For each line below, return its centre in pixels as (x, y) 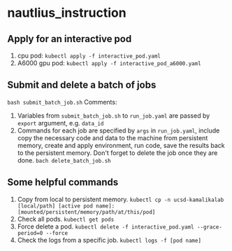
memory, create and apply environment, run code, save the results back (121, 145)
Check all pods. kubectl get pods (66, 219)
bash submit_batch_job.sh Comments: (62, 102)
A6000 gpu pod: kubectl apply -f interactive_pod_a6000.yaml (109, 63)
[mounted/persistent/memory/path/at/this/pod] (86, 212)
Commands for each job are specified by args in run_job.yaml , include (118, 130)
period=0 (30, 233)
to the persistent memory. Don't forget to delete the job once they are (117, 153)
